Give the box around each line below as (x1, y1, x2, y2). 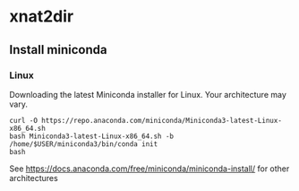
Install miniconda (9, 42, 107, 57)
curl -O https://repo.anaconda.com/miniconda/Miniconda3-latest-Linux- (9, 116, 282, 125)
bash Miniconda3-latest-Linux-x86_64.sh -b (9, 132, 175, 141)
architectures (9, 172, 58, 183)
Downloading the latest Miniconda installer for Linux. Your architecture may (9, 89, 286, 100)
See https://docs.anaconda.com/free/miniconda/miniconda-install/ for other (9, 163, 290, 174)
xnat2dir (9, 6, 74, 27)
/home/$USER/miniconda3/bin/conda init (9, 139, 158, 149)
